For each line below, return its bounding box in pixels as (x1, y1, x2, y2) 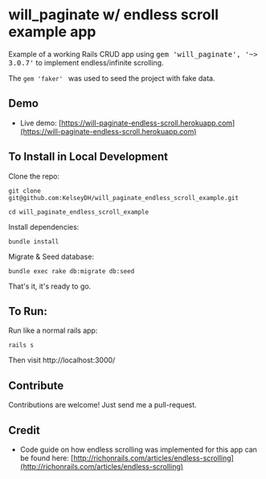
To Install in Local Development (8, 150, 169, 164)
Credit (8, 424, 40, 437)
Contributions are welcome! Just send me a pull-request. (8, 400, 197, 410)
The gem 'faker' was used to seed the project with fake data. (8, 73, 215, 83)
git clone (8, 186, 42, 194)
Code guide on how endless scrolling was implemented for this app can (19, 444, 257, 454)
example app (8, 23, 96, 41)
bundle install (8, 237, 59, 246)
